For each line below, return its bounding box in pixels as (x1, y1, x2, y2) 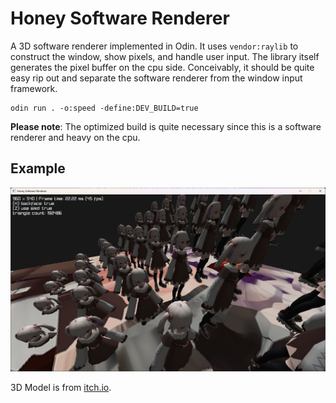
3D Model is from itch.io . (10, 381, 112, 393)
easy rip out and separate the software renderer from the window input (10, 72, 303, 84)
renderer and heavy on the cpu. (10, 131, 141, 143)
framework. (10, 82, 58, 94)
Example (10, 160, 66, 177)
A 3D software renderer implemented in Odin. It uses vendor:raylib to (10, 40, 299, 52)
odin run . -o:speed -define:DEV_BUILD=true (10, 103, 199, 113)
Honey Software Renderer (10, 7, 230, 30)
